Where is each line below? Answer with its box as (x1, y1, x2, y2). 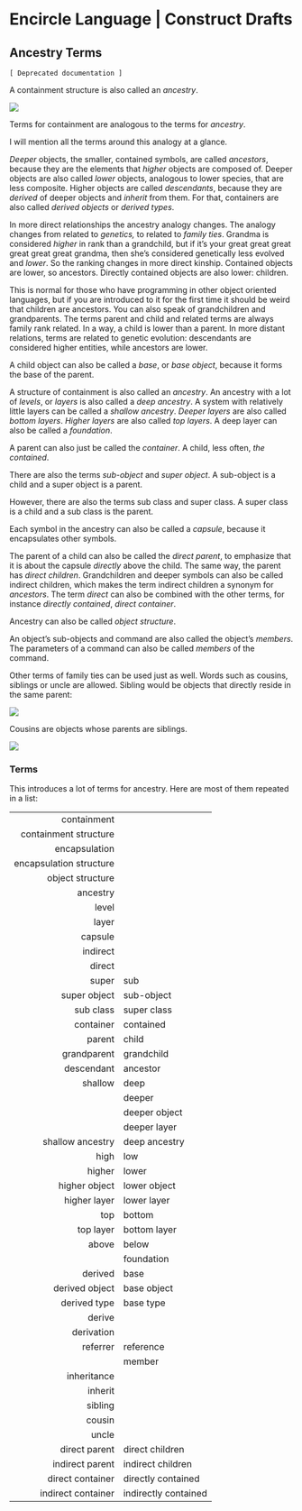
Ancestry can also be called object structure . (9, 616, 177, 627)
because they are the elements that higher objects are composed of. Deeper (9, 163, 293, 174)
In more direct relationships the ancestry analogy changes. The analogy (9, 219, 277, 230)
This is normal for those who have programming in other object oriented (9, 285, 277, 295)
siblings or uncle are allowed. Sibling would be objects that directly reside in (9, 680, 291, 690)
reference (123, 1341, 165, 1353)
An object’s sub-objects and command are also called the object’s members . (9, 634, 294, 644)
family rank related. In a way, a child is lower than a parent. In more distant (9, 323, 286, 334)
